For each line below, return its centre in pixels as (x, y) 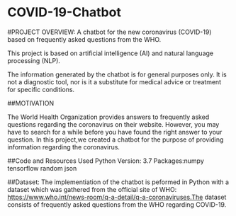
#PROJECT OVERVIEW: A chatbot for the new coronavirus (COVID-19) (109, 32)
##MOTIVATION (31, 103)
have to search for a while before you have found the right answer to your (115, 132)
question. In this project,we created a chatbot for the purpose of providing (116, 140)
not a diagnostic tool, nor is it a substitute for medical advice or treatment (114, 81)
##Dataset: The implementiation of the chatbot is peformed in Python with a (118, 182)
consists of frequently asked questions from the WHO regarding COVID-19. (117, 204)
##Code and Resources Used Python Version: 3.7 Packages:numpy (106, 161)
